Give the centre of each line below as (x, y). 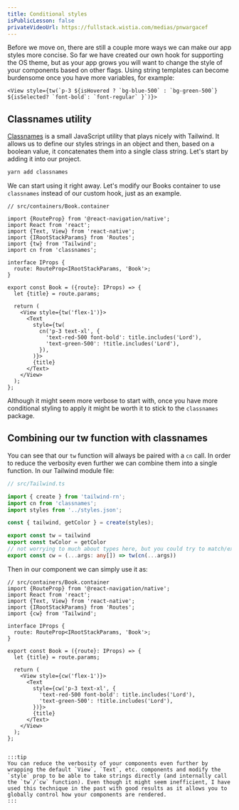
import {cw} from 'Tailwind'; (52, 613)
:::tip (17, 757)
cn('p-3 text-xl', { (69, 331)
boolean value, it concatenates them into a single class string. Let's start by (118, 151)
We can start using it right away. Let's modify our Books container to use (114, 186)
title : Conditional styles (47, 14)
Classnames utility (50, 119)
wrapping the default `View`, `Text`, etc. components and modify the (114, 769)
